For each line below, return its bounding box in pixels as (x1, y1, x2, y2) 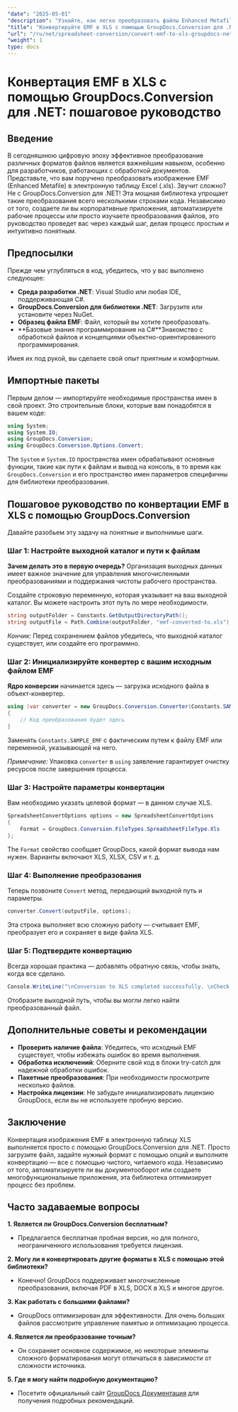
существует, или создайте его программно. (7, 639, 140, 647)
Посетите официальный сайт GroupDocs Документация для (17, 1389, 200, 1398)
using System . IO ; (7, 429, 59, 436)
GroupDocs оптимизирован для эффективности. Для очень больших (17, 1311, 225, 1320)
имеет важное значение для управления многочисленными (7, 570, 190, 578)
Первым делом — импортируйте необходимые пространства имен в (7, 393, 217, 402)
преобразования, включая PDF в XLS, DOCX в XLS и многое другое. (17, 1283, 225, 1293)
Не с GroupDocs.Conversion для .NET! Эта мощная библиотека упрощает (7, 189, 228, 197)
